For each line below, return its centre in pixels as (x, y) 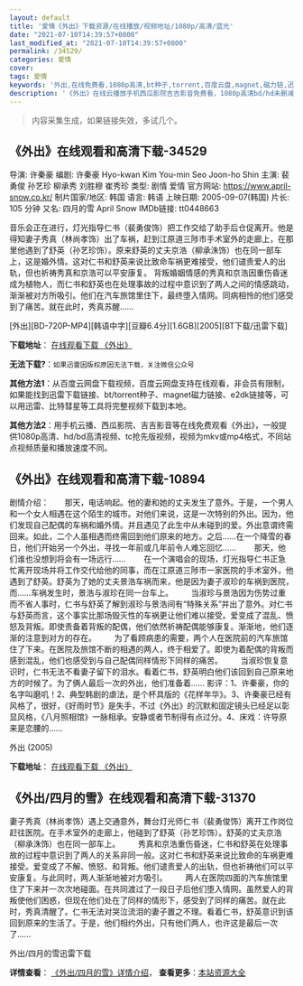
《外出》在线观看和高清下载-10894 (107, 479)
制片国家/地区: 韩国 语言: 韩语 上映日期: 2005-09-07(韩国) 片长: (172, 197)
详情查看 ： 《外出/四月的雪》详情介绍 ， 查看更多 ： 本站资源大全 (128, 972)
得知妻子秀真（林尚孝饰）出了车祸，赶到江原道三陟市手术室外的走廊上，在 (147, 239)
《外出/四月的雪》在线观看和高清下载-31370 (133, 798)
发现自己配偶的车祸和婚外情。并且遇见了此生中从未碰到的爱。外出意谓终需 (155, 526)
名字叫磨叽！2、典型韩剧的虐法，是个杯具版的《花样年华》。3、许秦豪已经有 (151, 694)
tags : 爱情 (28, 77)
